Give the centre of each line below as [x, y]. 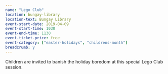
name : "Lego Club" [25, 10]
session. [14, 67]
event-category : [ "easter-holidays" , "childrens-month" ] [67, 43]
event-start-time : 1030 [30, 29]
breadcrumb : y [20, 47]
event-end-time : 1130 [28, 33]
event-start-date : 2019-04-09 [37, 24]
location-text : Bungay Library [38, 19]
